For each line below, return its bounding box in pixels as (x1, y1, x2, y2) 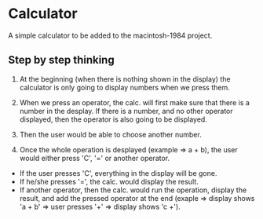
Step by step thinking (8, 53, 115, 67)
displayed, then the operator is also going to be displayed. (19, 115, 208, 124)
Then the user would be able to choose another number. (19, 130, 202, 139)
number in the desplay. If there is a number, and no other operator (19, 106, 233, 115)
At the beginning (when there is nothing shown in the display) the (19, 74, 231, 83)
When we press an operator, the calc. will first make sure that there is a (19, 97, 250, 107)
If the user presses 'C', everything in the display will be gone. (19, 168, 217, 177)
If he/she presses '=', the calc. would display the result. (19, 177, 199, 186)
